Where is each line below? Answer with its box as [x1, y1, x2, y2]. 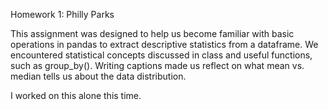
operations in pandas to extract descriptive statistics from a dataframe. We [10, 39, 319, 50]
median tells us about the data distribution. [10, 70, 187, 82]
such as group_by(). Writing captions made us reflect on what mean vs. [10, 60, 305, 71]
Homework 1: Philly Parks [10, 9, 115, 20]
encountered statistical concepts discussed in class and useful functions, [10, 49, 313, 61]
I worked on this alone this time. [10, 90, 142, 101]
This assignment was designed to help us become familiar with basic [10, 28, 295, 39]
